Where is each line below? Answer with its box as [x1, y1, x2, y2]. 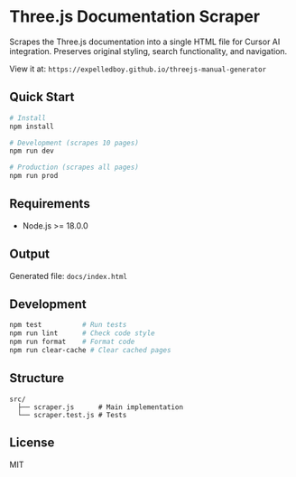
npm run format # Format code [9, 337, 135, 347]
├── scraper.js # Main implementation [17, 402, 183, 412]
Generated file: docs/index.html [9, 270, 128, 281]
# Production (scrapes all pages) [9, 163, 140, 173]
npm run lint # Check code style [9, 329, 155, 338]
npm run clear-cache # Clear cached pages [9, 346, 171, 355]
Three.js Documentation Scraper [9, 6, 260, 27]
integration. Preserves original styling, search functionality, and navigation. [9, 45, 288, 56]
